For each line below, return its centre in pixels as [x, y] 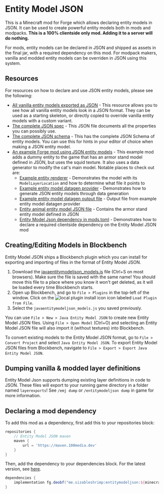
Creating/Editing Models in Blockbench [66, 245]
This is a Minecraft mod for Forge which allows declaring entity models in [79, 22]
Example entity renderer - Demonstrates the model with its [78, 178]
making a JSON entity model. [41, 146]
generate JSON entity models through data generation [74, 193]
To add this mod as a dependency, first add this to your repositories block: [80, 423]
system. [13, 63]
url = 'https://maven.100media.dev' [60, 445]
